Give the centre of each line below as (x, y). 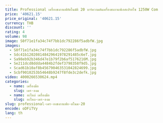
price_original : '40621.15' (33, 18)
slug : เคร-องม (26, 91)
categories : (17, 81)
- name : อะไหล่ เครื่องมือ (30, 95)
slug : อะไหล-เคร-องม (32, 100)
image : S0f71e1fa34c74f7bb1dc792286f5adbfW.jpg (54, 41)
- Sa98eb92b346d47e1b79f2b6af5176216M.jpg (53, 59)
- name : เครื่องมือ (24, 86)
